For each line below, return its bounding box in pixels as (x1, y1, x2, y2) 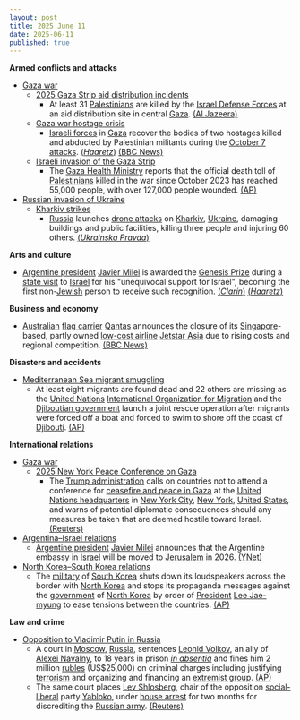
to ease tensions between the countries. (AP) (63, 599, 230, 610)
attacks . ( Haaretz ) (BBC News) (48, 147, 164, 158)
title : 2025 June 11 (9, 21, 87, 30)
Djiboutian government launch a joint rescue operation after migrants (35, 403, 290, 414)
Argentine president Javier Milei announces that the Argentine (35, 543, 266, 553)
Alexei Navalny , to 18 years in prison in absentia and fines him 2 (35, 653, 271, 664)
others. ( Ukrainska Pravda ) (48, 232, 150, 243)
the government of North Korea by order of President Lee (35, 590, 248, 601)
